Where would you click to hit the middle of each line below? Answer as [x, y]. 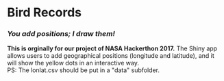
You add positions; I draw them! [61, 34]
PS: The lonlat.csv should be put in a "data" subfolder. [83, 70]
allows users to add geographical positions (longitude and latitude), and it [111, 56]
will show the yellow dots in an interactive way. [73, 63]
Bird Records [45, 13]
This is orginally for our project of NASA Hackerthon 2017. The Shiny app [112, 48]
